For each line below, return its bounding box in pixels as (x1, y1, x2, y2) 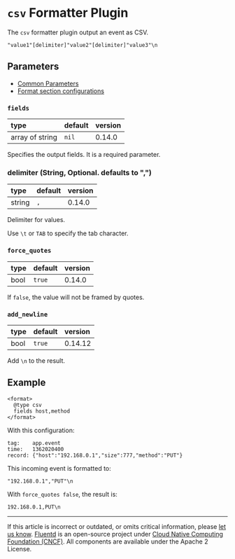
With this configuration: (7, 426, 75, 434)
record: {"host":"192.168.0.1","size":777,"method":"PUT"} (7, 452, 183, 459)
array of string (10, 132, 58, 142)
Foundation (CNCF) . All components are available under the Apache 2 (7, 537, 208, 546)
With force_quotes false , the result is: (7, 490, 117, 498)
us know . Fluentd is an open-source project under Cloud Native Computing (7, 530, 224, 538)
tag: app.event (7, 439, 61, 446)
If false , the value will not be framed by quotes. (7, 293, 145, 301)
